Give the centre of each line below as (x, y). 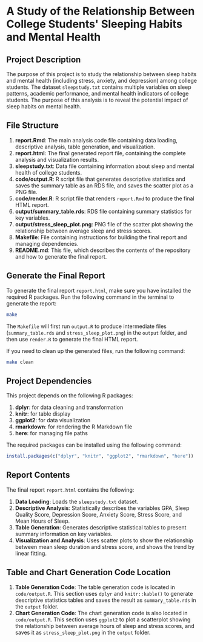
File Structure (32, 126)
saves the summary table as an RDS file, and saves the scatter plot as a (104, 185)
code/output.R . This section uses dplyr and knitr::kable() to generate (104, 593)
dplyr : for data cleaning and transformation (69, 407)
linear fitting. (31, 553)
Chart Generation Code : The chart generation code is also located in (101, 613)
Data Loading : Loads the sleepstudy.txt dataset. (77, 501)
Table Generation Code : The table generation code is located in (95, 587)
